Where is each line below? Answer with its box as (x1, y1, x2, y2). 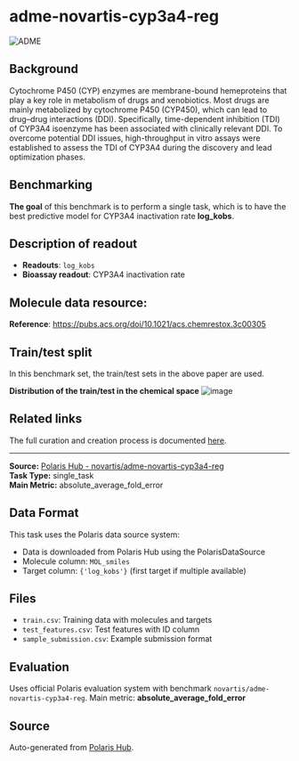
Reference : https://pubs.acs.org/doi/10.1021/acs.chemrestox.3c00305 (9, 319, 267, 330)
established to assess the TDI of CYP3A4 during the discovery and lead (9, 142, 273, 152)
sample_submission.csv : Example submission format (21, 634, 213, 644)
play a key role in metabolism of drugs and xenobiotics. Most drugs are (9, 94, 270, 105)
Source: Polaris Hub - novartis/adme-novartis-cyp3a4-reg (9, 461, 224, 471)
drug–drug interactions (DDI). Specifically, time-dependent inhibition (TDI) (9, 113, 280, 124)
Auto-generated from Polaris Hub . (9, 742, 134, 753)
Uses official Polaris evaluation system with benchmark (9, 683, 212, 694)
